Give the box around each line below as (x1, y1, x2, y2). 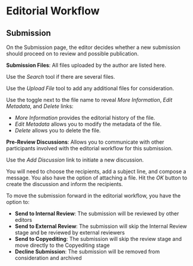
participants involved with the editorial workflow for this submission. (6, 145, 173, 151)
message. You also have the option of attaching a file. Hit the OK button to (6, 174, 188, 181)
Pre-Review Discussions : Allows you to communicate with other (6, 138, 164, 146)
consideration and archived (14, 255, 82, 261)
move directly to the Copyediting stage (14, 242, 110, 249)
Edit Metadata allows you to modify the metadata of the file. (14, 120, 162, 128)
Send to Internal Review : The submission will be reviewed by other (14, 210, 179, 217)
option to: (6, 199, 30, 205)
